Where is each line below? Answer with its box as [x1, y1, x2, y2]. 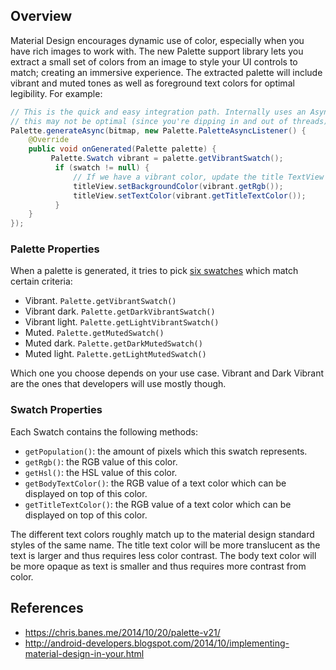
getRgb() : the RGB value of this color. [24, 455, 178, 468]
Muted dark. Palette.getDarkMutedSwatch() [24, 337, 203, 349]
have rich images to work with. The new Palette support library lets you [10, 45, 304, 57]
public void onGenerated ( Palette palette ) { [28, 144, 217, 154]
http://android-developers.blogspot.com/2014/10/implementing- [24, 637, 290, 649]
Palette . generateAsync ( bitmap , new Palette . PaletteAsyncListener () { [10, 125, 307, 136]
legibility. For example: [10, 87, 103, 99]
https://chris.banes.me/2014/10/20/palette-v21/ [24, 626, 221, 638]
